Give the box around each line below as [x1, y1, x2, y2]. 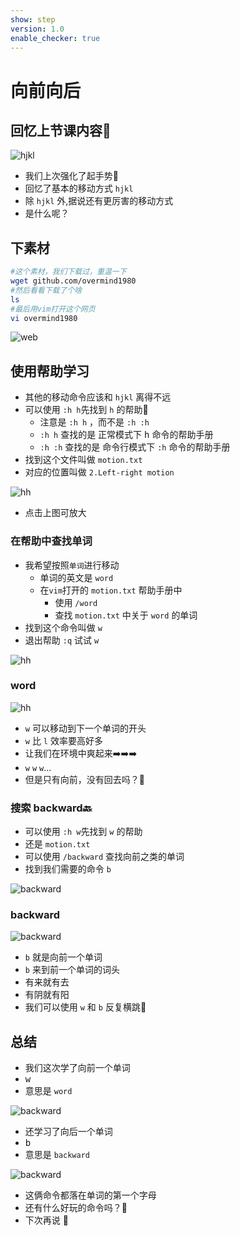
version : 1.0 [10, 24, 65, 34]
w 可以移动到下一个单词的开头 [24, 722, 147, 734]
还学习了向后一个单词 [24, 1126, 113, 1138]
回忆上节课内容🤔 [10, 122, 112, 139]
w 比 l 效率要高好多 [24, 734, 103, 746]
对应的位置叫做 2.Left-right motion [24, 466, 175, 478]
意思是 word [24, 1085, 73, 1097]
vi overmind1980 [10, 313, 78, 323]
